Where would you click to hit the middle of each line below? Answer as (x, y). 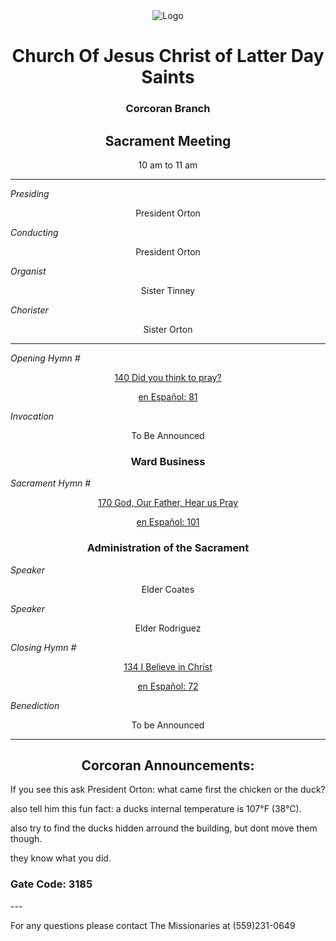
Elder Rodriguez (168, 628)
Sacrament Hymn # (51, 483)
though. (26, 839)
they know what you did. (61, 858)
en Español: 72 (168, 686)
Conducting (34, 232)
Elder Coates (168, 589)
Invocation (32, 416)
